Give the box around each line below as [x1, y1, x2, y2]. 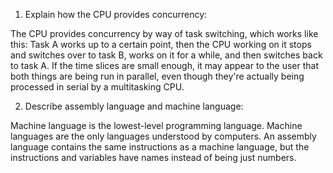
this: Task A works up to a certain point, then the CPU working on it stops [10, 39, 312, 50]
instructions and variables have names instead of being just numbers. [10, 152, 297, 163]
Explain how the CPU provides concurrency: [24, 9, 208, 20]
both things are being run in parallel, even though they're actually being [10, 70, 305, 82]
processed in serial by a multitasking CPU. [10, 81, 185, 93]
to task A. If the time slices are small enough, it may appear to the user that [10, 60, 320, 71]
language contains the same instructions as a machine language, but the [10, 141, 310, 153]
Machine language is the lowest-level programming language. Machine [10, 120, 303, 131]
